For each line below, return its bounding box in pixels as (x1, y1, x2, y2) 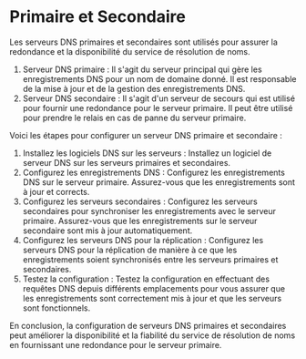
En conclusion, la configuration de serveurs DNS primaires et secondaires (9, 320, 287, 331)
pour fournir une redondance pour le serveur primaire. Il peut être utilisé (22, 102, 293, 113)
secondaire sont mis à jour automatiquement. (22, 225, 193, 236)
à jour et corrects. (22, 186, 90, 197)
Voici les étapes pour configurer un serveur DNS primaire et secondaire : (9, 129, 282, 140)
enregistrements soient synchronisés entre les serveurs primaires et (22, 253, 279, 265)
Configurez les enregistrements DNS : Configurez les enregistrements (22, 167, 285, 178)
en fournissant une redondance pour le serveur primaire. (9, 339, 222, 350)
